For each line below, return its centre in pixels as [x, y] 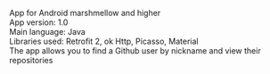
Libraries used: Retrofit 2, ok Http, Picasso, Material [104, 41]
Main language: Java [48, 32]
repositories [31, 60]
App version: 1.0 [39, 22]
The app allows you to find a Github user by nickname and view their [135, 51]
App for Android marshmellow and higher [85, 13]
